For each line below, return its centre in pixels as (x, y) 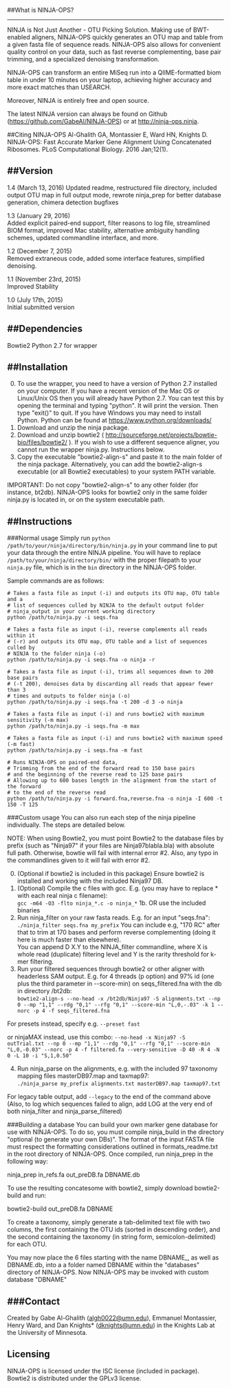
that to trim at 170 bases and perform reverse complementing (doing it (116, 932)
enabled (19, 37)
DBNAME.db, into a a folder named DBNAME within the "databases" (103, 1265)
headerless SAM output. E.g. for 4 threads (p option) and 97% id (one (115, 977)
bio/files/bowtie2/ (42, 442)
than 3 (16, 690)
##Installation (37, 368)
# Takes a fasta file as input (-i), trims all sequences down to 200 (110, 672)
